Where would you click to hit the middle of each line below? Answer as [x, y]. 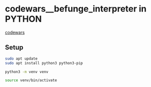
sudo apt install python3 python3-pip [44, 63]
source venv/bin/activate [31, 80]
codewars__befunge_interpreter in [76, 9]
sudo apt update [21, 59]
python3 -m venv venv [27, 72]
